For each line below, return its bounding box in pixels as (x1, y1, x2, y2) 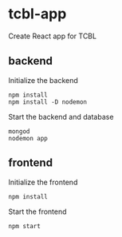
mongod (8, 127, 30, 136)
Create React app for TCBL (8, 31, 97, 41)
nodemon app (8, 134, 48, 142)
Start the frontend (8, 207, 67, 216)
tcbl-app (8, 5, 67, 23)
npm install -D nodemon (8, 97, 88, 106)
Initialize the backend (8, 75, 78, 85)
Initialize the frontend (8, 177, 78, 187)
